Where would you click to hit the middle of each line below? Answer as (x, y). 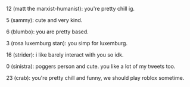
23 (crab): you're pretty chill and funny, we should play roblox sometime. (95, 78)
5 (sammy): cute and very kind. (44, 20)
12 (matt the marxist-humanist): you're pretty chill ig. (71, 9)
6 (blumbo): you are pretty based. (48, 32)
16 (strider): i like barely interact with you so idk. (65, 55)
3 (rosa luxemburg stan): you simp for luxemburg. (67, 43)
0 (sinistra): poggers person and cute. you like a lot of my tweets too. (91, 66)
